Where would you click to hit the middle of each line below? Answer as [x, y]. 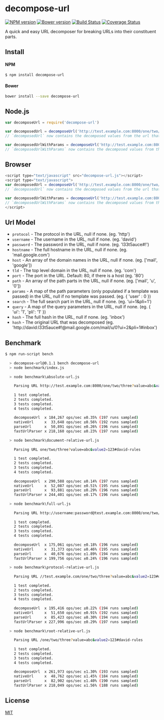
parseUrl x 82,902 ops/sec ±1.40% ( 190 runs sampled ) [76, 681]
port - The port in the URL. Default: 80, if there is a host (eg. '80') [78, 276]
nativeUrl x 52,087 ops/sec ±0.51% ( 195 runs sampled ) [76, 486]
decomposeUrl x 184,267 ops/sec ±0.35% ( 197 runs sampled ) [76, 418]
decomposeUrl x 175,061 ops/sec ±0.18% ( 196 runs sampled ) [76, 545]
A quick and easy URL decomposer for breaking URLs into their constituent [81, 31]
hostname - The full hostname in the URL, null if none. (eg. [70, 250]
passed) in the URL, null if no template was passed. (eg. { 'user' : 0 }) [82, 296]
